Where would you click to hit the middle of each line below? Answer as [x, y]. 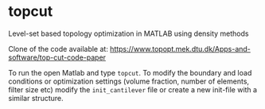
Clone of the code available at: [58, 49]
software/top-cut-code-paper [57, 57]
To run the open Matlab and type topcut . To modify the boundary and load [130, 72]
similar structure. [36, 98]
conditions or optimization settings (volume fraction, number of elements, [129, 81]
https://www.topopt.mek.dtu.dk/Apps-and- [180, 49]
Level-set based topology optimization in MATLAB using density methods [129, 33]
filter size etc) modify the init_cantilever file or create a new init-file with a [132, 89]
